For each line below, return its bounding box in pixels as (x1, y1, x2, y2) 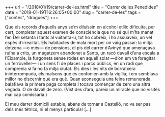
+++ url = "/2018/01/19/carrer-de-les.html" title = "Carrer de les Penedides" (5, 4, 158, 10)
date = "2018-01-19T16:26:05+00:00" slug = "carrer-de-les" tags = (5, 9, 141, 15)
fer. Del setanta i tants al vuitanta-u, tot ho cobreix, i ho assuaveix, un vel (5, 34, 152, 40)
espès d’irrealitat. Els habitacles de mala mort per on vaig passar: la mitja (5, 40, 153, 46)
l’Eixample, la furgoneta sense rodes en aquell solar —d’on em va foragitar (5, 55, 156, 61)
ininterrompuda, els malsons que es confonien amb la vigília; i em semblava (5, 71, 158, 76)
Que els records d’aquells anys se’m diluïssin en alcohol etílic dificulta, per (5, 24, 155, 30)
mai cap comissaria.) (5, 92, 48, 97)
